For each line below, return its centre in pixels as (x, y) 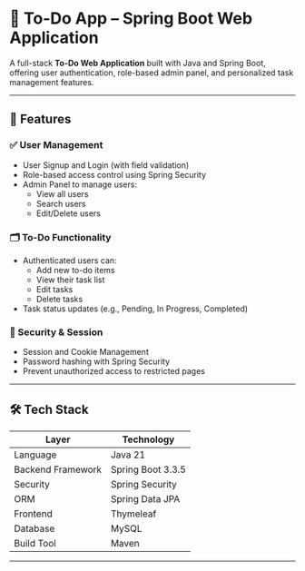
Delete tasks (59, 299)
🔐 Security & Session (56, 332)
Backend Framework (58, 469)
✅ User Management (56, 145)
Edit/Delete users (69, 213)
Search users (61, 203)
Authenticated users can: (69, 260)
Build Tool (35, 544)
